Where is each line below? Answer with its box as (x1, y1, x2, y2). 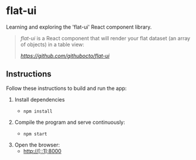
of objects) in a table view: (20, 41, 85, 48)
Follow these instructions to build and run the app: (6, 85, 127, 92)
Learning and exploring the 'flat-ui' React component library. (6, 23, 152, 30)
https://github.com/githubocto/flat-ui (20, 52, 110, 59)
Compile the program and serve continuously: (14, 119, 126, 126)
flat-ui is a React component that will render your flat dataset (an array (20, 34, 191, 41)
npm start (23, 131, 48, 137)
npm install (23, 108, 53, 114)
